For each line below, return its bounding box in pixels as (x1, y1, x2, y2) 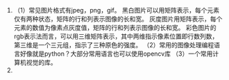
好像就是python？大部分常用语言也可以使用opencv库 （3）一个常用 (19, 49, 213, 58)
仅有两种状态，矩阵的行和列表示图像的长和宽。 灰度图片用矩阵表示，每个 (13, 15, 223, 23)
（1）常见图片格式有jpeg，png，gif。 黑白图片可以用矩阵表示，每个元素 (13, 6, 220, 14)
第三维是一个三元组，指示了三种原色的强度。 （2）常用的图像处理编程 (13, 41, 214, 49)
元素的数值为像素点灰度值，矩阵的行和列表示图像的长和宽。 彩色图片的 (13, 24, 217, 31)
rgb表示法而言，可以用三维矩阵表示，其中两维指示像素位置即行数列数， (13, 32, 219, 40)
